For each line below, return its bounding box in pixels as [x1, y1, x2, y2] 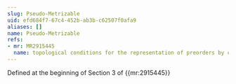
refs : [7, 36, 23, 43]
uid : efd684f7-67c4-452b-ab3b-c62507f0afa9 [7, 17, 137, 24]
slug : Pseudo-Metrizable [7, 10, 80, 17]
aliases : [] [7, 23, 42, 30]
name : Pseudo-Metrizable [7, 29, 80, 37]
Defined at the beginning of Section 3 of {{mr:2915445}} [7, 68, 171, 77]
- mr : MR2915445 [7, 43, 55, 50]
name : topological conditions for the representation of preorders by [13, 50, 225, 57]
